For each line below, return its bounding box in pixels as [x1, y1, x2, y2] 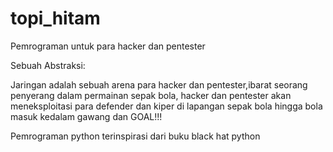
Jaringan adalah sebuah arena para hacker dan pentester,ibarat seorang [10, 78, 308, 91]
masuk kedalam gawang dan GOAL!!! [10, 110, 163, 122]
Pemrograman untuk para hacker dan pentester [10, 40, 206, 52]
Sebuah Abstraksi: [10, 59, 86, 71]
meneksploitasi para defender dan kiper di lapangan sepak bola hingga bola [10, 100, 323, 112]
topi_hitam [10, 7, 101, 30]
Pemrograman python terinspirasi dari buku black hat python [10, 130, 261, 142]
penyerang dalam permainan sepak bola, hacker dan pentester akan [10, 89, 292, 101]
